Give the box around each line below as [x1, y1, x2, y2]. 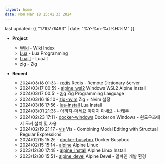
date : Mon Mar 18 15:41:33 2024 [5, 12, 72, 17]
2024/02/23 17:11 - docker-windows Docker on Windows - [19, 114, 139, 120]
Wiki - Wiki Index [19, 45, 55, 51]
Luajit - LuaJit [19, 55, 48, 61]
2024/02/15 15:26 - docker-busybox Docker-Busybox [19, 136, 129, 142]
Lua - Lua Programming [19, 50, 68, 56]
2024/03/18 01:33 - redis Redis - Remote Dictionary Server [19, 80, 140, 86]
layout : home [5, 7, 32, 12]
